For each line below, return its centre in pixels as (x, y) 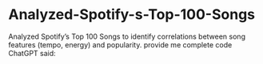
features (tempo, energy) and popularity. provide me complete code (120, 44)
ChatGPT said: (32, 53)
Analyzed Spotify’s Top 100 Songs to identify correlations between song (127, 36)
